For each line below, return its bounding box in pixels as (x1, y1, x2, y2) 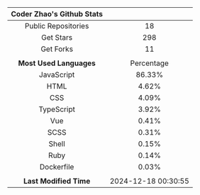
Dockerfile (39, 162, 74, 172)
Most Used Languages (18, 58, 96, 68)
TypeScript (38, 104, 76, 114)
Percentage (130, 58, 169, 68)
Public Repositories (24, 21, 89, 30)
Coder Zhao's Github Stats (11, 9, 103, 18)
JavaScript (38, 70, 75, 79)
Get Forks (40, 44, 73, 54)
